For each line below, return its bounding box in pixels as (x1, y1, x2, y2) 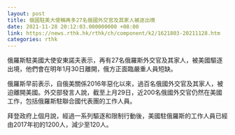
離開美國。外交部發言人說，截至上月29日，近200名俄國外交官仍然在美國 (13, 88, 222, 97)
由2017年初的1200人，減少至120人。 (7, 120, 113, 129)
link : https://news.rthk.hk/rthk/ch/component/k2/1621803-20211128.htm (7, 29, 220, 37)
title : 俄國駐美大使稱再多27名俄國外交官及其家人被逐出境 (7, 17, 155, 24)
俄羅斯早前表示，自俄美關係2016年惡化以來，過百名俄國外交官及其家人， (7, 79, 218, 88)
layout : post (7, 10, 45, 17)
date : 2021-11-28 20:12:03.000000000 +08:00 (7, 23, 139, 30)
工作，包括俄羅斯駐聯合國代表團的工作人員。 (7, 97, 136, 105)
